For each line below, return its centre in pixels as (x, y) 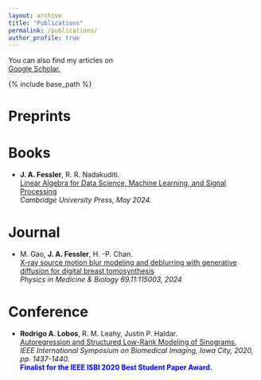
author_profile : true (44, 38)
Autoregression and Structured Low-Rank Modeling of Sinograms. (128, 342)
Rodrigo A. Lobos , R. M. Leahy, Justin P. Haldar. (99, 334)
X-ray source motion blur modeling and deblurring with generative (128, 262)
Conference (49, 312)
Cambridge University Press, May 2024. (86, 200)
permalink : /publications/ (53, 30)
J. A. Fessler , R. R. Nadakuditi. (70, 175)
